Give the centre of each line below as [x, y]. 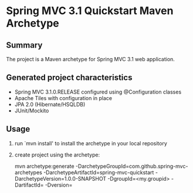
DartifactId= [29, 185]
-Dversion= [59, 185]
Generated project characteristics [69, 78]
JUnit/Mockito [32, 111]
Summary [24, 45]
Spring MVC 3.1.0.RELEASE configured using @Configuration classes [98, 92]
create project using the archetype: [57, 155]
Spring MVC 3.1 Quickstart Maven [90, 11]
